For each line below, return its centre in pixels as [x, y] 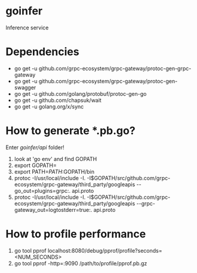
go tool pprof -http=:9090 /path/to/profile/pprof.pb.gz [81, 263]
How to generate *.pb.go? [70, 131]
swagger [25, 87]
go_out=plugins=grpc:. [42, 190]
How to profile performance [76, 234]
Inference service [27, 28]
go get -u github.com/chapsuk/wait [58, 100]
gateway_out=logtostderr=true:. [53, 210]
